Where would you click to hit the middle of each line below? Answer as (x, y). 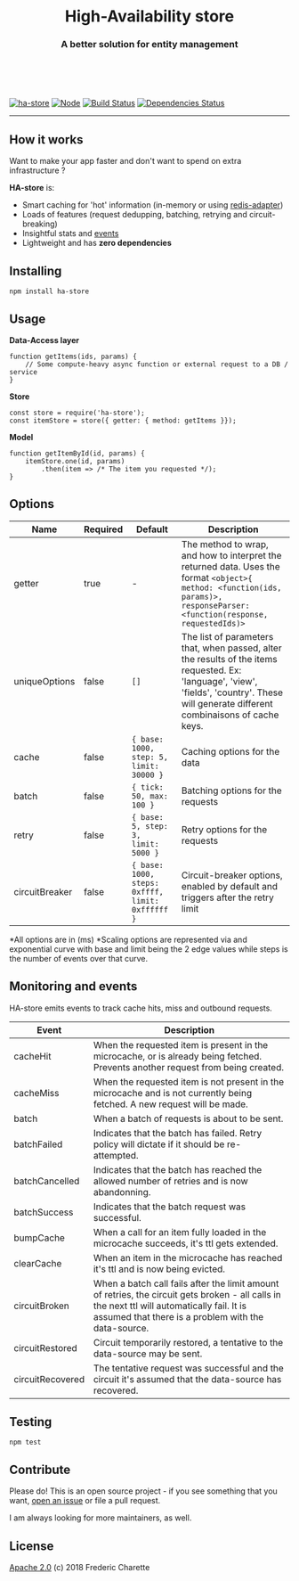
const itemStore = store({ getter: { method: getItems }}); (123, 421)
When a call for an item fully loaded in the (180, 1232)
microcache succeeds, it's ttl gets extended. (186, 1243)
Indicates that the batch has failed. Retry (178, 1133)
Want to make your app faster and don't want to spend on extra (125, 161)
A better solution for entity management (149, 45)
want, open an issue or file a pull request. (85, 1501)
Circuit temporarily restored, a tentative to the (188, 1342)
